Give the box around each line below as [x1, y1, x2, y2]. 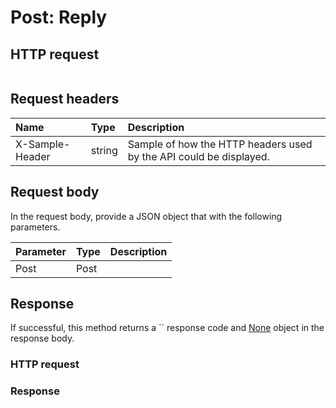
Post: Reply [10, 6, 108, 29]
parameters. [10, 221, 61, 233]
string [90, 143, 118, 157]
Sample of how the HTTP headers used [127, 137, 313, 151]
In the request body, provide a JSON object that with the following [10, 210, 283, 222]
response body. [10, 332, 75, 345]
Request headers [10, 91, 120, 108]
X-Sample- [15, 137, 71, 151]
